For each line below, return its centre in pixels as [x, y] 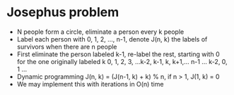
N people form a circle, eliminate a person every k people [100, 32]
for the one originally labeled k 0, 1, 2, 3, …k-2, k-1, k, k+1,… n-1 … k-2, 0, [122, 61]
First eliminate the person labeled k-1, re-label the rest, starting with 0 [118, 54]
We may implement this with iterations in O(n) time [90, 84]
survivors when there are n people [67, 46]
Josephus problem [63, 12]
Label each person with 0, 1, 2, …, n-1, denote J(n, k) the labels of [112, 39]
